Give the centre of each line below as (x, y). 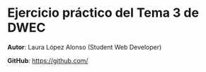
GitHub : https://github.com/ (48, 60)
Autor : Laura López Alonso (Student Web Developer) (85, 47)
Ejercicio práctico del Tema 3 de (103, 13)
